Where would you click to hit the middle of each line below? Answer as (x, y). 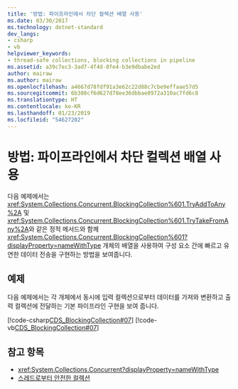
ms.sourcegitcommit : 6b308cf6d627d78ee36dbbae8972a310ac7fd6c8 (103, 93)
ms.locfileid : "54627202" (45, 119)
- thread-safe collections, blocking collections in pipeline (101, 60)
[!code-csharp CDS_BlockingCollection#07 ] (70, 320)
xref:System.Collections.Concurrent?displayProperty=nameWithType (118, 370)
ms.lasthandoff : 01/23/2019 (49, 113)
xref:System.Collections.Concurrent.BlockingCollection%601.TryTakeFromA (118, 220)
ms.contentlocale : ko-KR (44, 107)
